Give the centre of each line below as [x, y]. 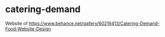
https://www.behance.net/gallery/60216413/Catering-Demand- [94, 23]
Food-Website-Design [28, 28]
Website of [16, 23]
